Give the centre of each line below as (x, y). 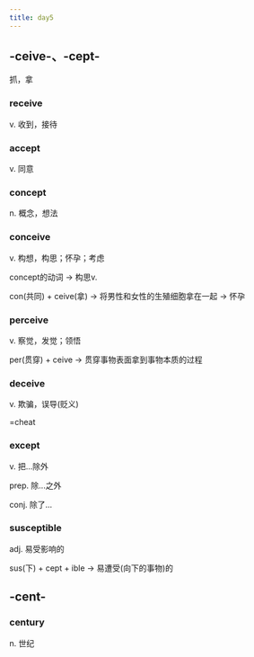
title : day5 (31, 18)
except (25, 446)
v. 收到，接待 (34, 124)
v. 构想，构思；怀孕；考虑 (57, 258)
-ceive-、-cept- (55, 56)
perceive (29, 320)
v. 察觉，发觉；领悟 (45, 340)
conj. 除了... (31, 504)
